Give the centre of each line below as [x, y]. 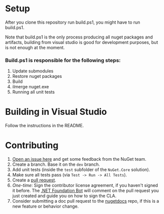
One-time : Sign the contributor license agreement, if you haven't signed [85, 185]
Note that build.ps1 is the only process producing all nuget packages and [79, 37]
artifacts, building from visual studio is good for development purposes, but [82, 42]
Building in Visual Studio [56, 112]
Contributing [32, 145]
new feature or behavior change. [45, 206]
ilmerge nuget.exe [31, 87]
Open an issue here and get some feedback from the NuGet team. [79, 159]
